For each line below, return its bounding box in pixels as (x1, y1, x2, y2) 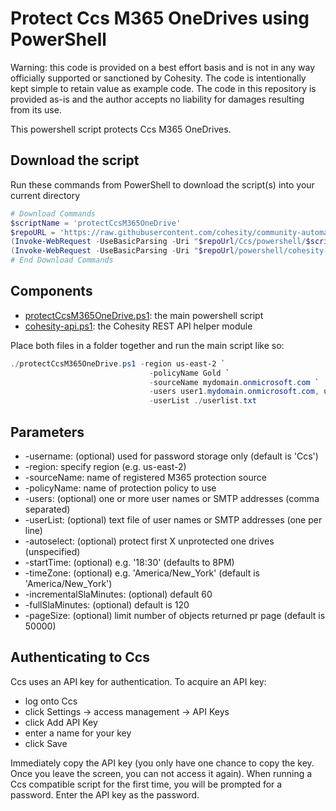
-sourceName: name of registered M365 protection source (24, 472, 267, 483)
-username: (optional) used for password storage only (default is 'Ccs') (24, 450, 319, 462)
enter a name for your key (24, 727, 132, 739)
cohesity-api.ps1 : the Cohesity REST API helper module (24, 320, 253, 332)
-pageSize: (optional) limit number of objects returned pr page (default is (24, 610, 326, 621)
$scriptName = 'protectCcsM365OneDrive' (10, 218, 182, 228)
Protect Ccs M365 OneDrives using (10, 7, 310, 30)
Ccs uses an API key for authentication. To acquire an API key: (10, 675, 267, 687)
